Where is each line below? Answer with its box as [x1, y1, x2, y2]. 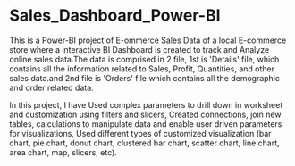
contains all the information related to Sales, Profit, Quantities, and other [9, 63, 275, 74]
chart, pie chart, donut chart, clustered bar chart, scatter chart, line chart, [9, 137, 280, 148]
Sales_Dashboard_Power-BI [9, 5, 221, 26]
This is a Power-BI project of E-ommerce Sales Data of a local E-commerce [9, 35, 287, 46]
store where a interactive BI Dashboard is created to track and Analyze [9, 44, 270, 54]
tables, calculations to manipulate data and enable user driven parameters [9, 118, 282, 129]
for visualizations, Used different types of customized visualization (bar [9, 128, 272, 138]
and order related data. [9, 82, 94, 93]
